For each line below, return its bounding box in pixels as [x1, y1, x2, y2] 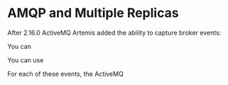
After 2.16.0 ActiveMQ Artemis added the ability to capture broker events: [7, 28, 222, 37]
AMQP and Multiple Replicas [7, 5, 179, 21]
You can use [7, 55, 44, 64]
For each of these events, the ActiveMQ [7, 69, 124, 78]
